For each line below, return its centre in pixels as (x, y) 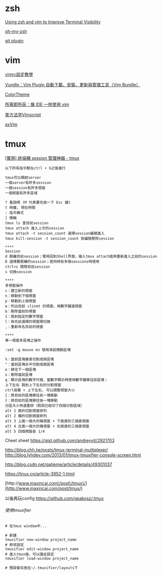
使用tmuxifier (18, 510)
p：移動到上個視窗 (21, 301)
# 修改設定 (15, 545)
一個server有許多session (28, 182)
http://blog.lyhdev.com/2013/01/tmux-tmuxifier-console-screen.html (73, 455)
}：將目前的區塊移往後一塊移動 (31, 400)
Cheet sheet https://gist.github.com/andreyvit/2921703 (60, 440)
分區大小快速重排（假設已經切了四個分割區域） (45, 406)
